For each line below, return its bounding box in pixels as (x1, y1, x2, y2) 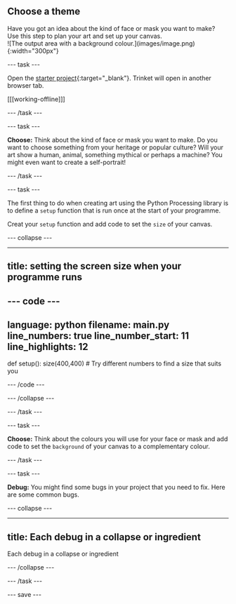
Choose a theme (7, 6, 81, 18)
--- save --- (7, 591, 42, 599)
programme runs (7, 271, 83, 283)
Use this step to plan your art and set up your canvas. (7, 32, 163, 40)
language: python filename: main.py (7, 318, 170, 330)
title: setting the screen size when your (7, 260, 182, 272)
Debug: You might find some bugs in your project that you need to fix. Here (7, 483, 226, 492)
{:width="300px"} (7, 46, 59, 55)
